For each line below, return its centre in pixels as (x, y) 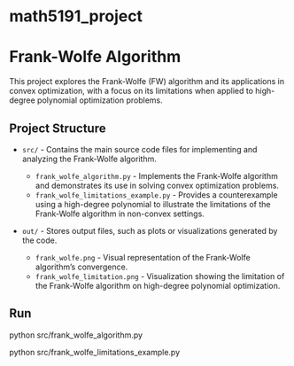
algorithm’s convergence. (81, 267)
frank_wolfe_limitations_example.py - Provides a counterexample (156, 195)
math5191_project (76, 16)
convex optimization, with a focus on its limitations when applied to (132, 91)
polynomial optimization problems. (100, 100)
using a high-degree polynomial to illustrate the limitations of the (153, 204)
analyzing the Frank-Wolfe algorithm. (89, 159)
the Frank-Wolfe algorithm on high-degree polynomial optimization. (158, 285)
